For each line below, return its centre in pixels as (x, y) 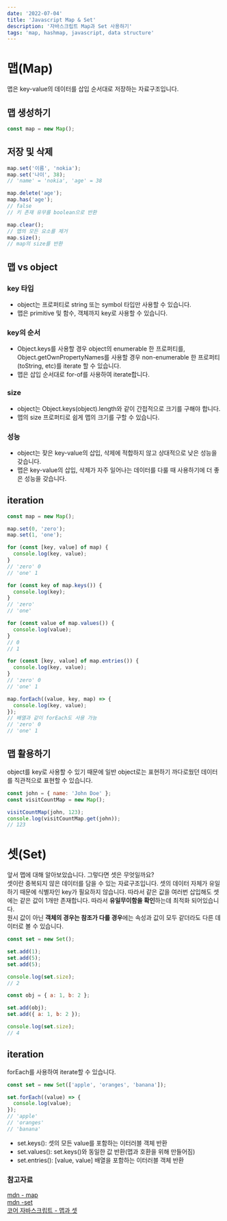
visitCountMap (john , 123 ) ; (45, 812)
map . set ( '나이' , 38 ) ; (37, 175)
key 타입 (21, 288)
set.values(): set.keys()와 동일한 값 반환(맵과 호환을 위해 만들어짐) (106, 1151)
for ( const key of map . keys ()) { (55, 585)
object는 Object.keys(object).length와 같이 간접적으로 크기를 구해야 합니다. (119, 408)
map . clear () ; (26, 225)
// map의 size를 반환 (35, 244)
